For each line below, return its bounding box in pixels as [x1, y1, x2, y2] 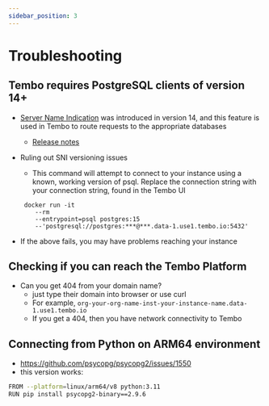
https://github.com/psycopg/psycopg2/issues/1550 [19, 358, 191, 368]
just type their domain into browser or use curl [32, 290, 187, 299]
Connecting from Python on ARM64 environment [8, 337, 261, 351]
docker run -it [23, 201, 75, 209]
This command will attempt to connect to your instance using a [32, 168, 242, 178]
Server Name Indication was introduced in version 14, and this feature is [19, 112, 260, 122]
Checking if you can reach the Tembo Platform [8, 260, 247, 274]
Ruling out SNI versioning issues [19, 153, 128, 162]
